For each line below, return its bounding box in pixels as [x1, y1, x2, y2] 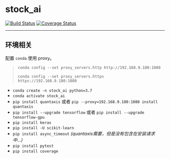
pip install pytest [12, 143, 54, 148]
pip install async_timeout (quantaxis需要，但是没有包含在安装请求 [12, 130, 155, 136]
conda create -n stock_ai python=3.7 [12, 88, 93, 93]
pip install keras [12, 120, 52, 125]
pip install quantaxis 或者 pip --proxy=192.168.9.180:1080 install [12, 98, 158, 104]
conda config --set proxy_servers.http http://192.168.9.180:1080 [17, 65, 161, 70]
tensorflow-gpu [12, 115, 45, 120]
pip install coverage [12, 148, 58, 154]
